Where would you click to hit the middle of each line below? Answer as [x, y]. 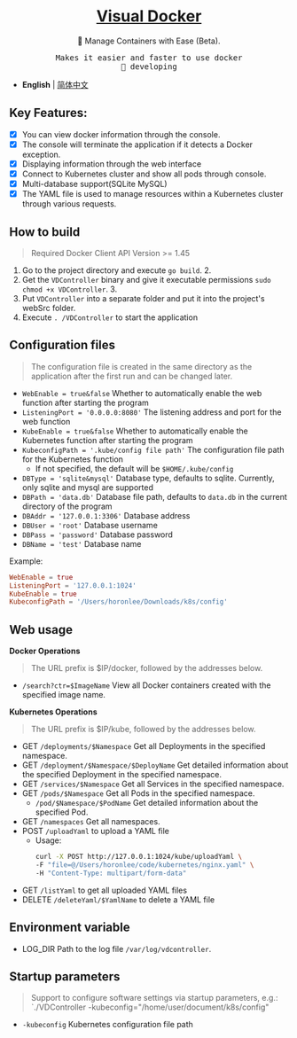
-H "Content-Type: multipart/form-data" [111, 873]
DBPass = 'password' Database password [97, 535]
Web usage [41, 630]
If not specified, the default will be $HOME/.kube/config [134, 468]
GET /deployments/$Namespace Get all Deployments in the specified [144, 746]
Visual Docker [149, 16]
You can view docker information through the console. [121, 134]
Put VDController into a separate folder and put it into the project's [143, 298]
